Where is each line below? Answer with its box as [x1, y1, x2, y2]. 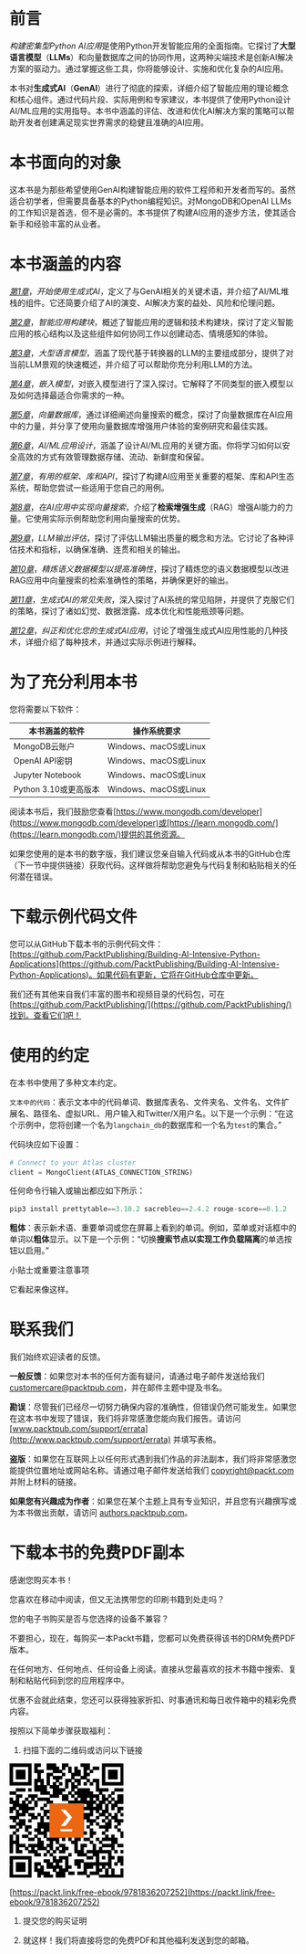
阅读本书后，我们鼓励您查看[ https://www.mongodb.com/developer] [9, 806, 262, 817]
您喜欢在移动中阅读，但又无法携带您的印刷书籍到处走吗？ [9, 1594, 225, 1605]
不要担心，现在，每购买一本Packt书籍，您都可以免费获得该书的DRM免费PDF [9, 1632, 296, 1644]
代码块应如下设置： [9, 1138, 82, 1149]
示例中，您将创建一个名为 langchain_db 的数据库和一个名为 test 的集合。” [16, 1119, 282, 1130]
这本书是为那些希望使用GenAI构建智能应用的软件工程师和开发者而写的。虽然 [9, 184, 296, 195]
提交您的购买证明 [22, 1916, 87, 1927]
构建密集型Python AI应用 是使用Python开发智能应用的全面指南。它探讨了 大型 [9, 40, 296, 51]
